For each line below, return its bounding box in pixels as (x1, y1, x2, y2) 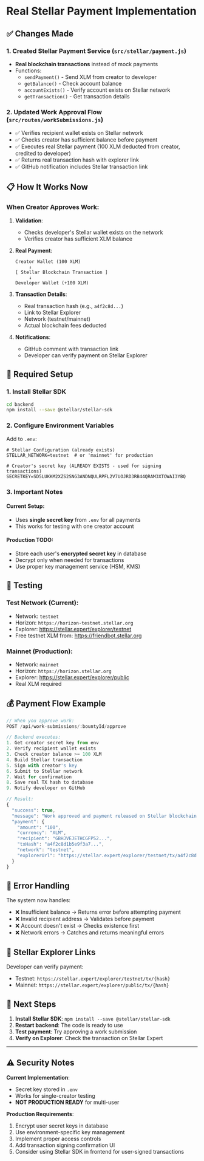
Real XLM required (15, 680, 62, 687)
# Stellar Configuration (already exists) (6, 447, 115, 453)
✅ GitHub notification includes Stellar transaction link (15, 163, 148, 171)
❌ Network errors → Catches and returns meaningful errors (15, 929, 165, 936)
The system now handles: (6, 897, 71, 904)
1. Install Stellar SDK (6, 388, 67, 396)
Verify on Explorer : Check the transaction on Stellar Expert (15, 1035, 163, 1042)
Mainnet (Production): (6, 647, 73, 656)
